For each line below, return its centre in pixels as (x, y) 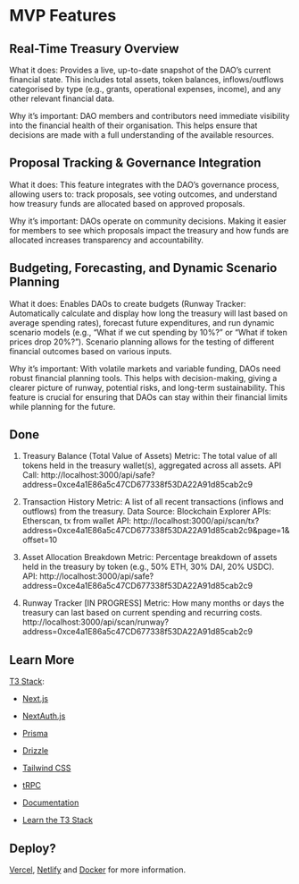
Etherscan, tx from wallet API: (77, 521)
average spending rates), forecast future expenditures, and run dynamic (142, 322)
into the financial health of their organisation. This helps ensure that (133, 125)
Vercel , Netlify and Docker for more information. (97, 870)
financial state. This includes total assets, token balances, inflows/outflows (146, 80)
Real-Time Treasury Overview (94, 49)
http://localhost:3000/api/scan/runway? (96, 622)
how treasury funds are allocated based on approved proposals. (127, 203)
